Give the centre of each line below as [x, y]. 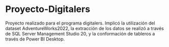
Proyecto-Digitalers [48, 9]
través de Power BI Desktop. [35, 39]
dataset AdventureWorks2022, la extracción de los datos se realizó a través [84, 28]
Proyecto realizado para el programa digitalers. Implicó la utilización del [80, 23]
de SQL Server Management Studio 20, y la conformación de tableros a [80, 33]
